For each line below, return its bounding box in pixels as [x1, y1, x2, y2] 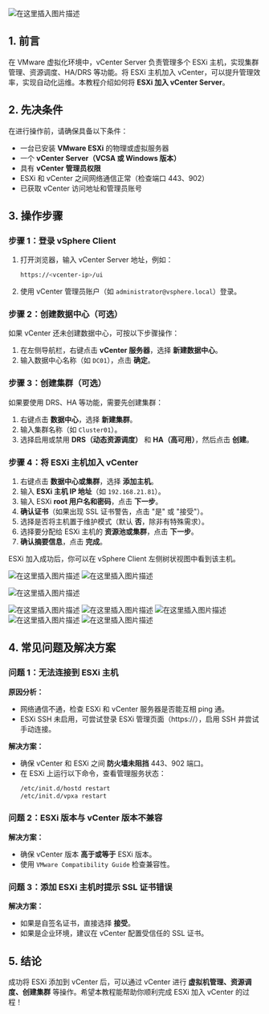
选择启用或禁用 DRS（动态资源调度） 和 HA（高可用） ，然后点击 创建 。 [19, 434, 254, 444]
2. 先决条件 [8, 103, 63, 117]
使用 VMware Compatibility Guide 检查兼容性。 [19, 859, 174, 868]
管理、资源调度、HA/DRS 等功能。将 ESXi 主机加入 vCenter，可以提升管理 [8, 67, 254, 76]
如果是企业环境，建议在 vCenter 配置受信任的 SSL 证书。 [19, 929, 209, 938]
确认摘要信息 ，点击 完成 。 [19, 537, 107, 547]
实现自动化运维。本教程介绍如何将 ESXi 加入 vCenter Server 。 [22, 77, 230, 87]
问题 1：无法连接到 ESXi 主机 [8, 667, 119, 679]
